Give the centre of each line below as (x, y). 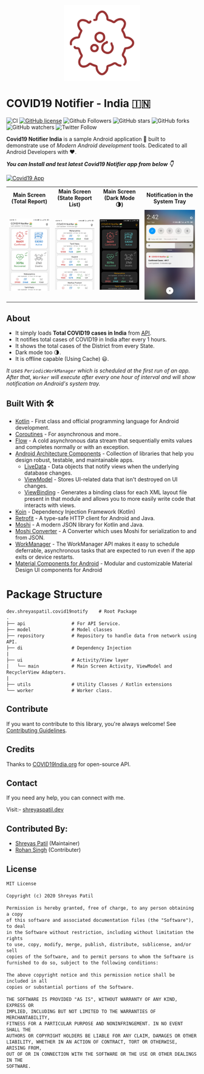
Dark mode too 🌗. (38, 352)
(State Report (75, 198)
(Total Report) (29, 201)
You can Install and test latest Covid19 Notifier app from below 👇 (90, 164)
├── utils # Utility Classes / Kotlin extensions (89, 685)
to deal (16, 927)
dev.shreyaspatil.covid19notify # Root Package (72, 612)
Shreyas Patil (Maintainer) (47, 843)
